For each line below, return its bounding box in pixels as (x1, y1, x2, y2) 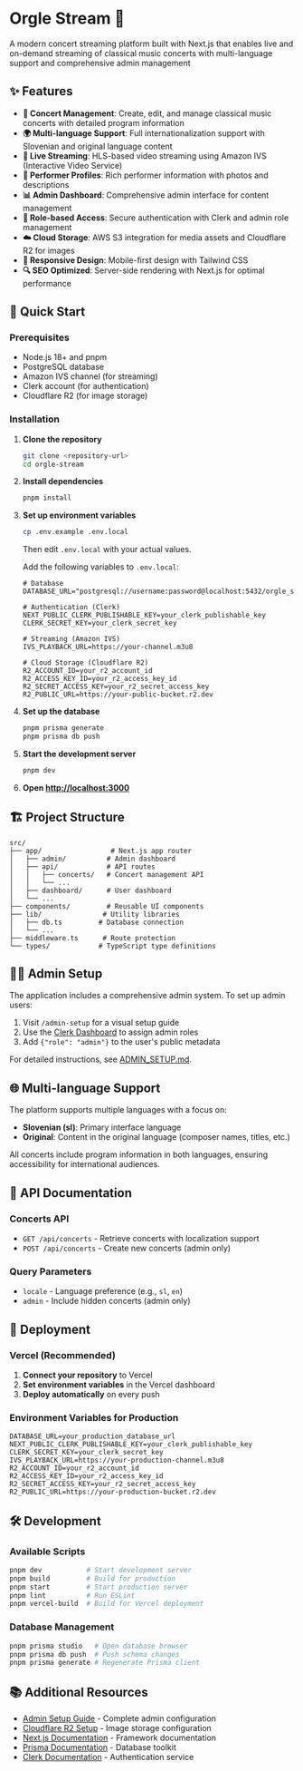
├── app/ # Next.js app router (9, 846, 193, 855)
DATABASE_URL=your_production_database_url (9, 1432, 176, 1441)
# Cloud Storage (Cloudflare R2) (22, 658, 149, 667)
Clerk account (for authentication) (22, 381, 149, 392)
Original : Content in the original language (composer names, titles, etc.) (22, 1132, 291, 1143)
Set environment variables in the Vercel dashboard (22, 1378, 215, 1390)
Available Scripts (9, 1545, 86, 1558)
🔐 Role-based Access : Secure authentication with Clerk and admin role (22, 212, 289, 223)
